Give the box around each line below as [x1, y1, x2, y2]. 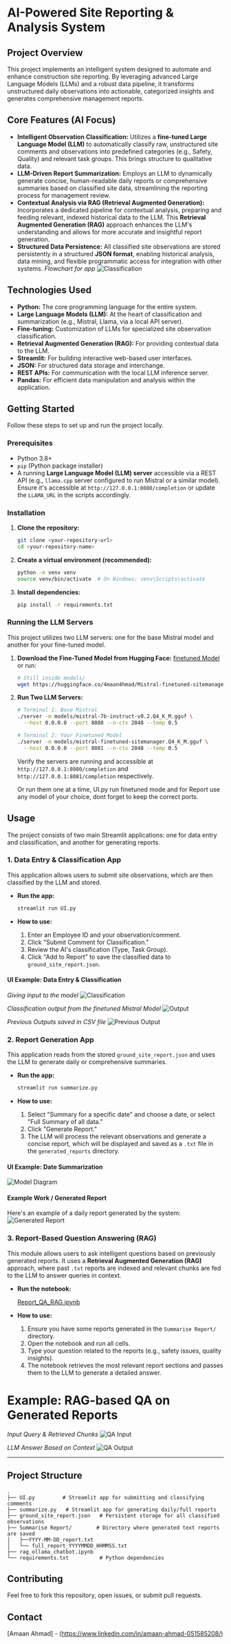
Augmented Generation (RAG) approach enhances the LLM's [16, 220, 192, 229]
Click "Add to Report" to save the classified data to [27, 953, 171, 961]
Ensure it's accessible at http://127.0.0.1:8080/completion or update [16, 483, 215, 492]
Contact [7, 1611, 43, 1623]
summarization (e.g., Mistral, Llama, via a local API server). [16, 317, 184, 325]
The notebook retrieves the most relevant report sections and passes [27, 1361, 223, 1369]
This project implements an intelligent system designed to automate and [7, 65, 212, 73]
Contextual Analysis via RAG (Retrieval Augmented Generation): [16, 198, 205, 207]
